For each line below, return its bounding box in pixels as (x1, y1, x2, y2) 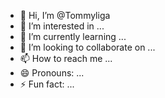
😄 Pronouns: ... (19, 67, 85, 79)
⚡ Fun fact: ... (19, 78, 75, 90)
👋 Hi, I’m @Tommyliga (19, 10, 111, 21)
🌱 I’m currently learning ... (19, 31, 127, 42)
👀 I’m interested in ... (19, 20, 105, 32)
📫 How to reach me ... (19, 53, 113, 64)
